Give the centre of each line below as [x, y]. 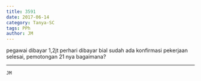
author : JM [20, 34]
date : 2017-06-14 [28, 17]
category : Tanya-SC [31, 22]
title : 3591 [21, 12]
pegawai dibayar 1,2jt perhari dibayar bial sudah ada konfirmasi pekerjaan [97, 50]
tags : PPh [19, 28]
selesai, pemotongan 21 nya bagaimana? [56, 57]
